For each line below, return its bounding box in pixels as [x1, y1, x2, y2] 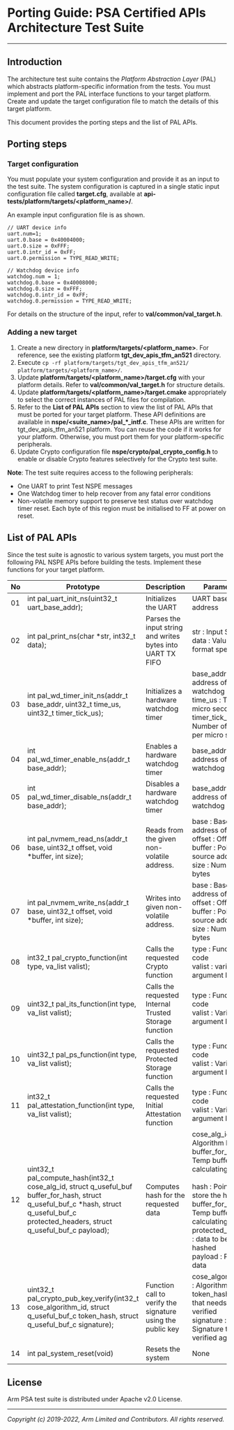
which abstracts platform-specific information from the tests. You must [7, 82, 211, 90]
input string [145, 622, 183, 632]
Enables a [145, 741, 178, 751]
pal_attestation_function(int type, [27, 1100, 135, 1110]
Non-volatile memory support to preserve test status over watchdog [17, 496, 214, 505]
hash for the [145, 1190, 186, 1200]
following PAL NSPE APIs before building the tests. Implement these [7, 558, 202, 566]
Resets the [145, 1344, 180, 1354]
